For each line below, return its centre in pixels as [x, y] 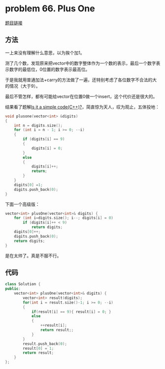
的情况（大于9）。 [23, 86]
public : [13, 289]
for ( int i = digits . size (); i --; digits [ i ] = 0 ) [64, 218]
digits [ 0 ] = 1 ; [28, 185]
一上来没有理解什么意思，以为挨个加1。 [45, 53]
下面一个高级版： [22, 204]
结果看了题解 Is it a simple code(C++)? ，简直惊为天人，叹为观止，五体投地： [82, 107]
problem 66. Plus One [50, 9]
